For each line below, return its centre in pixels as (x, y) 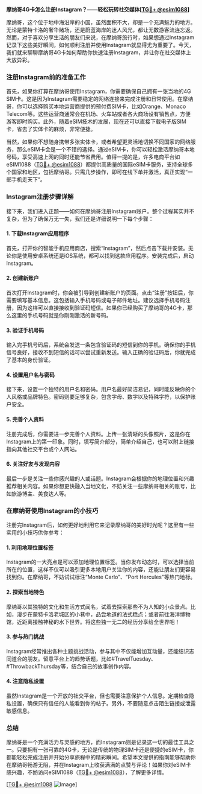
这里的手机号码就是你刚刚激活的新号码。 (61, 315)
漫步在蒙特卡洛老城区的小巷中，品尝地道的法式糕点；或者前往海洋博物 (103, 614)
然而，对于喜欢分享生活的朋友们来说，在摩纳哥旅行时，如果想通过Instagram (100, 37)
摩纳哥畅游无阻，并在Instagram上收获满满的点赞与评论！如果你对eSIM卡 (101, 765)
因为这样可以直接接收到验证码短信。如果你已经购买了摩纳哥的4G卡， (102, 308)
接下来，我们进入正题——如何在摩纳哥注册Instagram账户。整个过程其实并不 (100, 211)
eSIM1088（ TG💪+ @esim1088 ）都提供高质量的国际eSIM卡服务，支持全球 (97, 165)
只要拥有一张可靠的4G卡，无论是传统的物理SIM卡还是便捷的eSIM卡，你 (105, 750)
